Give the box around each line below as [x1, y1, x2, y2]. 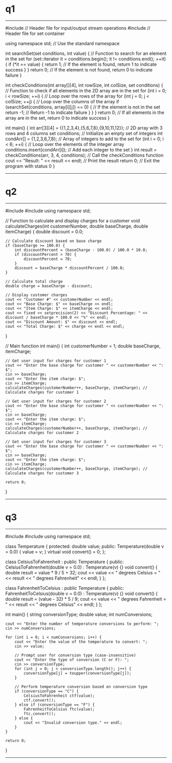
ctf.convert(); [24, 697, 56, 703]
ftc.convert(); [24, 711, 56, 716]
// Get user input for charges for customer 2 [5, 399, 106, 404]
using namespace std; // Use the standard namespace [5, 40, 120, 46]
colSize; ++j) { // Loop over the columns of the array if [5, 98, 119, 104]
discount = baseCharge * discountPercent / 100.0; [14, 265, 125, 270]
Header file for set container [5, 30, 65, 36]
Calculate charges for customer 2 [5, 430, 79, 435]
